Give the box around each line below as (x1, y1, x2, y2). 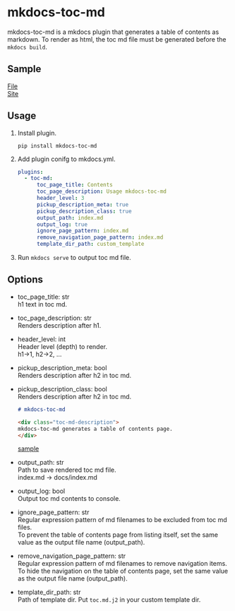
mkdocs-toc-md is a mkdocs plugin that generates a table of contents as (7, 28, 219, 36)
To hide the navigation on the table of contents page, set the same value (17, 566, 228, 576)
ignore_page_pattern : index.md (36, 227, 129, 235)
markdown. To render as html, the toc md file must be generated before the (7, 35, 227, 43)
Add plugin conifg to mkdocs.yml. (17, 155, 116, 163)
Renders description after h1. (17, 321, 102, 329)
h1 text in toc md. (17, 299, 68, 308)
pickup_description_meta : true (36, 201, 129, 208)
